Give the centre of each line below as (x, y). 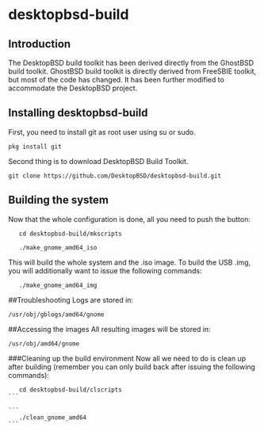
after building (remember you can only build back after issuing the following (132, 367)
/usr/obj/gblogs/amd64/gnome (56, 315)
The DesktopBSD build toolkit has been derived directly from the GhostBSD (131, 63)
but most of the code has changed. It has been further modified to (116, 80)
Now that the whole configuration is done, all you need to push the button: (130, 219)
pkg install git (35, 147)
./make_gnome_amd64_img (58, 285)
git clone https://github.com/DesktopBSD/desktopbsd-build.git (115, 176)
